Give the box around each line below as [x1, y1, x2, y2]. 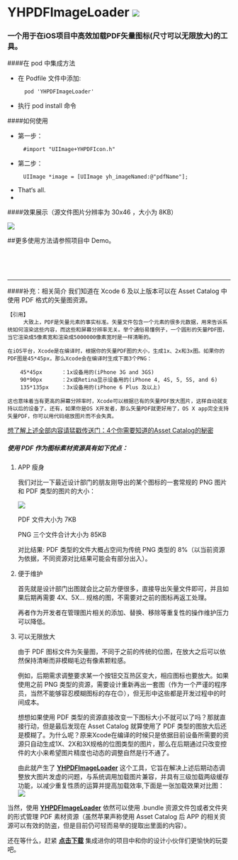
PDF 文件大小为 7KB [17, 515, 76, 524]
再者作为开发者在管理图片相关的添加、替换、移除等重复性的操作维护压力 [17, 608, 229, 617]
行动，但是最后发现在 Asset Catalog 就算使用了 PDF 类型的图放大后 [23, 722, 221, 731]
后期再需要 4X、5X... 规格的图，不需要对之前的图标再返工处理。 [23, 593, 211, 602]
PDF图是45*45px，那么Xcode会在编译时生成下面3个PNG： [7, 355, 152, 363]
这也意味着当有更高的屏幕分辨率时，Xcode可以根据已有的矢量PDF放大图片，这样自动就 [7, 398, 223, 405]
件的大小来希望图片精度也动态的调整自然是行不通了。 [17, 749, 174, 757]
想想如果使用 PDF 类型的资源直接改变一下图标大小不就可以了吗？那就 [17, 713, 220, 722]
